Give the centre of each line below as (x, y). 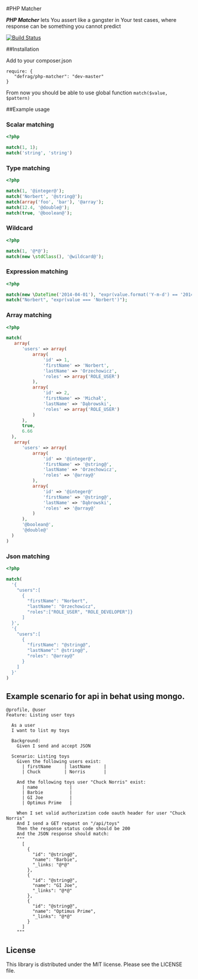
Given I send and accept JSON (54, 746)
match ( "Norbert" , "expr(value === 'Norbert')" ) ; (67, 300)
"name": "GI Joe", (55, 886)
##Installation (23, 49)
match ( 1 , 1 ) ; (22, 148)
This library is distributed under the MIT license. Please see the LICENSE (94, 964)
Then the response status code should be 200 (74, 829)
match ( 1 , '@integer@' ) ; (35, 191)
